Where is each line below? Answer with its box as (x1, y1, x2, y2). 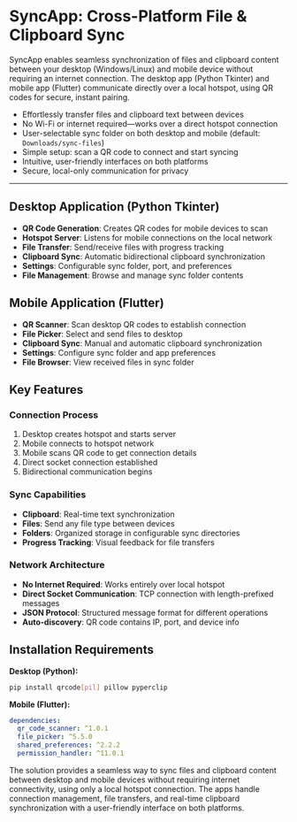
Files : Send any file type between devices (21, 518, 175, 528)
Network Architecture (9, 559, 105, 572)
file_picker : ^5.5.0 (17, 733, 93, 741)
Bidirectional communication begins (21, 466, 153, 477)
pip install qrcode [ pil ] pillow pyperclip (9, 683, 168, 692)
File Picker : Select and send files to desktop (21, 328, 183, 339)
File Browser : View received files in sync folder (21, 357, 194, 367)
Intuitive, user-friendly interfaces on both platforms (21, 156, 209, 166)
